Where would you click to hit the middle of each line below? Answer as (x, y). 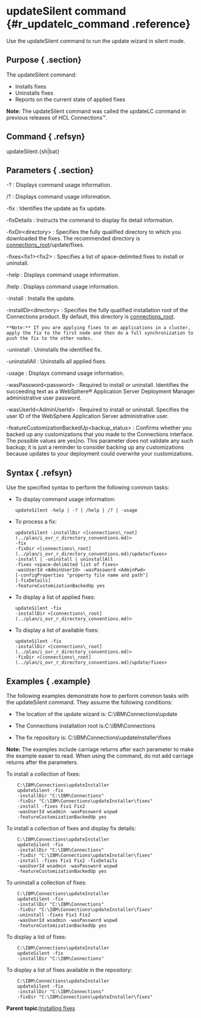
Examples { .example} (48, 681)
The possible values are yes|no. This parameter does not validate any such (100, 441)
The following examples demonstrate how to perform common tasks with (97, 696)
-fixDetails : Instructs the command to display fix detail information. (90, 220)
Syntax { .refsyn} (39, 473)
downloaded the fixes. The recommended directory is (73, 239)
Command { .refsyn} (46, 137)
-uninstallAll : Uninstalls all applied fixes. (57, 361)
